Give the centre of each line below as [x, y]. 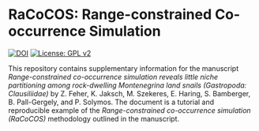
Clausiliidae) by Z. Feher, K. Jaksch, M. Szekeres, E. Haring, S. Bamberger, [129, 93]
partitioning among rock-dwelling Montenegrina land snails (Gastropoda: [128, 85]
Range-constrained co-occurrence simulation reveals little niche [113, 77]
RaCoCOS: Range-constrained [110, 15]
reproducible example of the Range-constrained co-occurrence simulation [129, 110]
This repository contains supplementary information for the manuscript [124, 68]
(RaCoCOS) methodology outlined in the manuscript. [94, 118]
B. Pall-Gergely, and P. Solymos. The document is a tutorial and [111, 102]
